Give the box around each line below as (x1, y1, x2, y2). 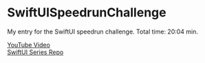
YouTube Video (7, 40, 50, 49)
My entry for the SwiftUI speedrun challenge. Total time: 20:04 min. (7, 27, 198, 36)
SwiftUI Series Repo (7, 48, 64, 56)
